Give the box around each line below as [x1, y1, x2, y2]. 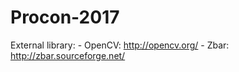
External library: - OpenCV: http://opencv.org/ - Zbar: [10, 39, 230, 51]
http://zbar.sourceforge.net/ [10, 49, 126, 61]
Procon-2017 [10, 6, 120, 29]
